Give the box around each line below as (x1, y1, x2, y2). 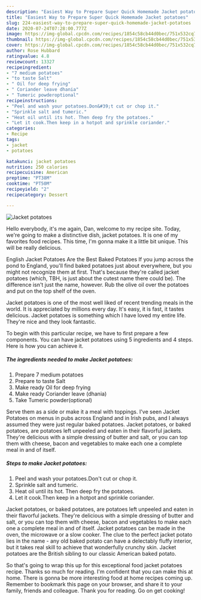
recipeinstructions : (6, 97, 58, 103)
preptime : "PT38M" (6, 175, 52, 181)
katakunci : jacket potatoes (6, 158, 77, 164)
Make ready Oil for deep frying (14, 384, 91, 391)
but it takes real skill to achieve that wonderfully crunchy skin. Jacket (6, 543, 176, 550)
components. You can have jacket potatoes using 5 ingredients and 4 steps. (6, 336, 193, 343)
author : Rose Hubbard (6, 48, 60, 54)
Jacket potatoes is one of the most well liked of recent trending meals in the (6, 299, 193, 306)
